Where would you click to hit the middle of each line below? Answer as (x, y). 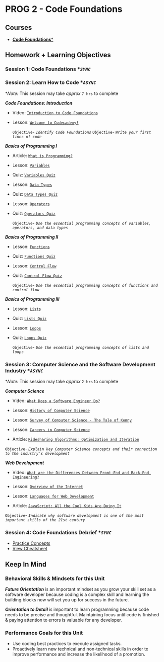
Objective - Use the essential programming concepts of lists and (81, 347)
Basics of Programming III (32, 299)
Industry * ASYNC (24, 370)
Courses (19, 28)
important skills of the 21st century (45, 520)
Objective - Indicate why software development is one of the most (75, 515)
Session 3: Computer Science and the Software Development (80, 364)
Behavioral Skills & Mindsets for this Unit (55, 579)
